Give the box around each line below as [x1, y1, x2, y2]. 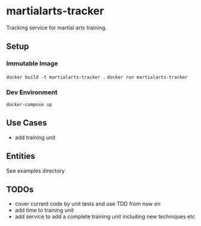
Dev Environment [6, 88, 58, 97]
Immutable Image [6, 59, 58, 68]
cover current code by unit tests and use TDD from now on [14, 200, 161, 207]
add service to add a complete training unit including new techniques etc [14, 213, 196, 220]
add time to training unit [14, 207, 74, 214]
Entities [6, 151, 35, 161]
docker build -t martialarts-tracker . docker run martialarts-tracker [6, 74, 188, 80]
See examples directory [6, 167, 65, 174]
